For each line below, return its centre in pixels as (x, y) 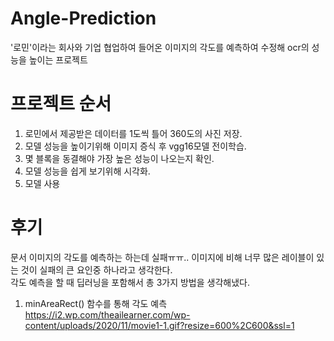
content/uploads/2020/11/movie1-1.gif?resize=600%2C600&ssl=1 (159, 325)
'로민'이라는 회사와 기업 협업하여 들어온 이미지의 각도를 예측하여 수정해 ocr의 (160, 47)
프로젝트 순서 (61, 104)
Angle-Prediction (83, 18)
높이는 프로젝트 (58, 59)
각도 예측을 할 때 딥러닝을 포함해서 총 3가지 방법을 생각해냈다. (130, 282)
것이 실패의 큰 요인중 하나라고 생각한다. (96, 269)
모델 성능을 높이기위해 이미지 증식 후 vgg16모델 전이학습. (135, 146)
